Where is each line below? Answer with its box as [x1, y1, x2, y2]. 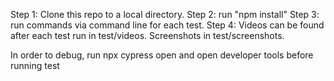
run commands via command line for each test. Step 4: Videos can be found [10, 19, 325, 31]
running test [10, 60, 60, 71]
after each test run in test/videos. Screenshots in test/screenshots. [10, 30, 285, 41]
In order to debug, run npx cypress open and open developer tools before [10, 49, 314, 61]
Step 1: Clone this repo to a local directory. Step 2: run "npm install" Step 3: [10, 9, 320, 20]
